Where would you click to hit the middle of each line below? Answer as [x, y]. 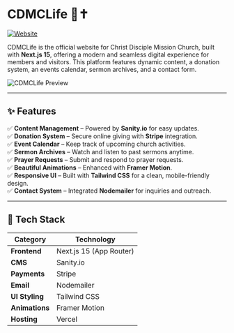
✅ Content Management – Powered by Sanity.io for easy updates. [103, 128]
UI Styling [27, 296]
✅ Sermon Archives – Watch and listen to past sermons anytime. [101, 151]
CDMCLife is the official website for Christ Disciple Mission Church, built [111, 47]
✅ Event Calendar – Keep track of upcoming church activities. [96, 144]
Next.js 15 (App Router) [95, 251]
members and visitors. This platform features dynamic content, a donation [114, 61]
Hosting [24, 319]
